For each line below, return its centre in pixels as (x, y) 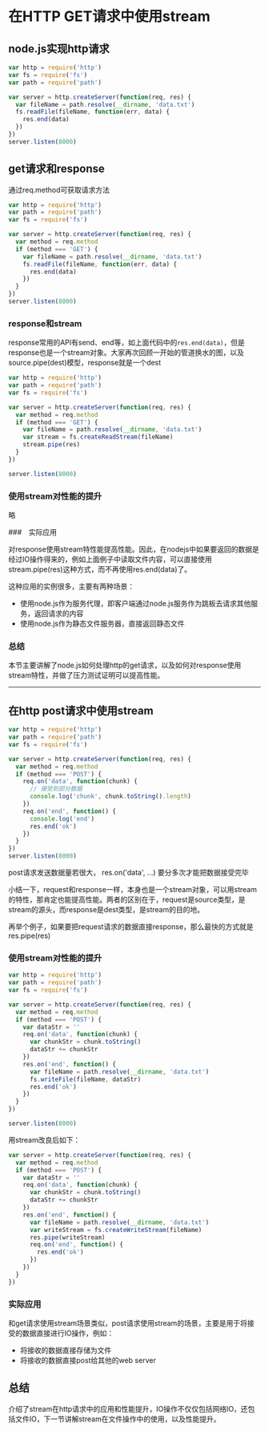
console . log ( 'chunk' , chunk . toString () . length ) (110, 797)
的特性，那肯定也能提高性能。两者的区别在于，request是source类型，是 (127, 899)
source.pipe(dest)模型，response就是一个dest (85, 363)
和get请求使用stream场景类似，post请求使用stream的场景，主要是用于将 (128, 1323)
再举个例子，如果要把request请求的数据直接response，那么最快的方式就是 (131, 927)
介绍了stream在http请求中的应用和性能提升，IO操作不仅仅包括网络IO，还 (128, 1409)
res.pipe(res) (30, 936)
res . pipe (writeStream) (67, 1237)
